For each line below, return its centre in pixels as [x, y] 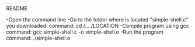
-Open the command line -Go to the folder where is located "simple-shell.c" [97, 19]
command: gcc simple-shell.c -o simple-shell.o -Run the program [85, 32]
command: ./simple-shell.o [38, 38]
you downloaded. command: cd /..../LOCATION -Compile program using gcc [98, 26]
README [17, 8]
